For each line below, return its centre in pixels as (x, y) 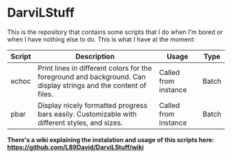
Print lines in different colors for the (95, 68)
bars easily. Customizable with (87, 114)
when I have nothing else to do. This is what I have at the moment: (101, 39)
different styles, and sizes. (80, 123)
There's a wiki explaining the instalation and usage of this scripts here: (111, 139)
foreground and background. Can (92, 76)
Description (95, 56)
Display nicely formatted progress (93, 105)
